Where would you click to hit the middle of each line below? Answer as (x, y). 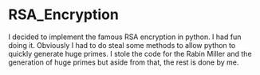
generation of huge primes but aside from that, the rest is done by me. (124, 62)
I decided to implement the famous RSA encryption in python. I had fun (125, 37)
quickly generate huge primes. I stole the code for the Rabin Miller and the (130, 53)
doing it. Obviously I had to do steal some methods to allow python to (122, 45)
